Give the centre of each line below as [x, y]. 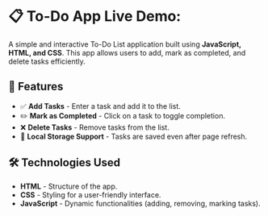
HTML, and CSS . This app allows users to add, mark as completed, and [127, 52]
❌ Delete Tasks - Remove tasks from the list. [94, 127]
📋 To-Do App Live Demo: [95, 17]
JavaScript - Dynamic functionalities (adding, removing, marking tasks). [140, 203]
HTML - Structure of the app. [69, 186]
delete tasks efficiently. [47, 61]
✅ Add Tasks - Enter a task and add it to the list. [100, 106]
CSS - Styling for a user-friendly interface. [90, 194]
